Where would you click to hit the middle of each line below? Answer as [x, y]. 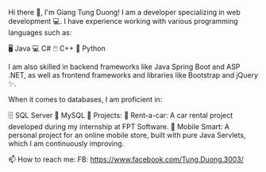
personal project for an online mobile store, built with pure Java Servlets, [127, 135]
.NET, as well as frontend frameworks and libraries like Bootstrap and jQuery [133, 75]
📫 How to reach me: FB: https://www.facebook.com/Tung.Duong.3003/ [126, 159]
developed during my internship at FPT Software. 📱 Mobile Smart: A [119, 126]
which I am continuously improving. [66, 143]
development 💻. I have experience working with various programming [123, 21]
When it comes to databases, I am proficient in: [85, 99]
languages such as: [40, 32]
